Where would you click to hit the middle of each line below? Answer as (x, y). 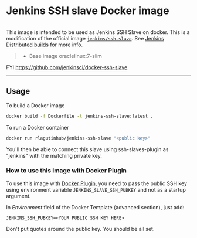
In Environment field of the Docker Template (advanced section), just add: (95, 207)
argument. (18, 196)
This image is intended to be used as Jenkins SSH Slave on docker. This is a (98, 32)
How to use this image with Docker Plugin (67, 171)
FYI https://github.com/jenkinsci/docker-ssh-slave (67, 67)
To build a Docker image (35, 105)
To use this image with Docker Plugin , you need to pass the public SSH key (97, 183)
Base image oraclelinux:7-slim (66, 56)
